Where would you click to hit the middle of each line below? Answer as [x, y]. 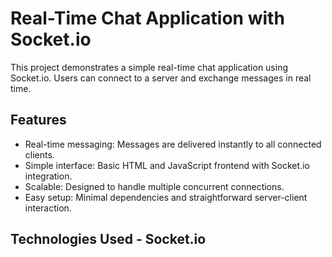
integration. [48, 176]
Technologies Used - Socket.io [108, 239]
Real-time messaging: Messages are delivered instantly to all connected [173, 144]
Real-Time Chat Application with [147, 18]
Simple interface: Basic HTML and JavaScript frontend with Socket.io [167, 165]
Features [38, 120]
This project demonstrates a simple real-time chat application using [149, 67]
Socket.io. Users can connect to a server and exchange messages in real [161, 78]
